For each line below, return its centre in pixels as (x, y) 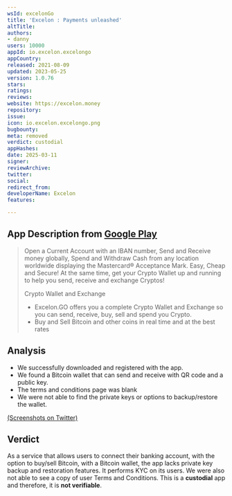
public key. (33, 382)
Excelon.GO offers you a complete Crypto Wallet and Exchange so (129, 307)
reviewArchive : (29, 168)
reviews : (20, 98)
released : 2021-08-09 (38, 65)
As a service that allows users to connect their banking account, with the (111, 456)
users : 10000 (26, 46)
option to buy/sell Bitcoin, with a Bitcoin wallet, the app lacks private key (110, 463)
